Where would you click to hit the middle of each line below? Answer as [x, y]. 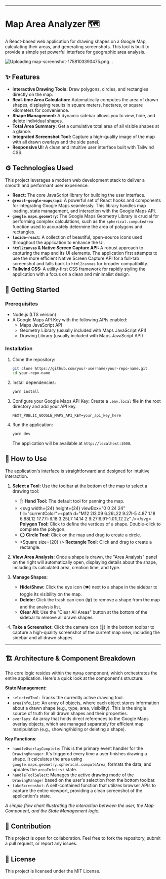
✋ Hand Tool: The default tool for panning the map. [72, 501]
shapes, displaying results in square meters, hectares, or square [78, 105]
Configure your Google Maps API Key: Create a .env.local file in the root [86, 401]
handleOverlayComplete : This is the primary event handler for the [78, 748]
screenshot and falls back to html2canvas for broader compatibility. [80, 263]
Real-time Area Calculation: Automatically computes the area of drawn [85, 99]
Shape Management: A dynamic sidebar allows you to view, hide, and [84, 115]
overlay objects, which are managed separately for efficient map [78, 724]
